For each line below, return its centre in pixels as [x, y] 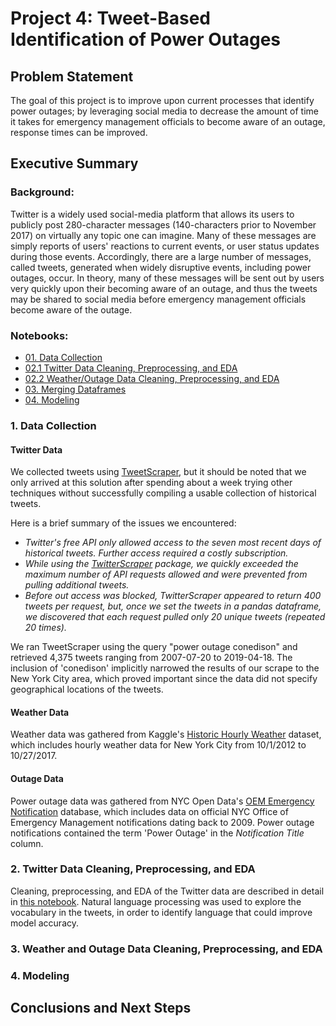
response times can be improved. [79, 132]
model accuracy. [44, 923]
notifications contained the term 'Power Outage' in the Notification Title [157, 833]
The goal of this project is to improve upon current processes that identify [162, 100]
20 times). [45, 628]
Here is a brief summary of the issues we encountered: [123, 523]
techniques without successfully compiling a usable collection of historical [163, 493]
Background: [42, 192]
